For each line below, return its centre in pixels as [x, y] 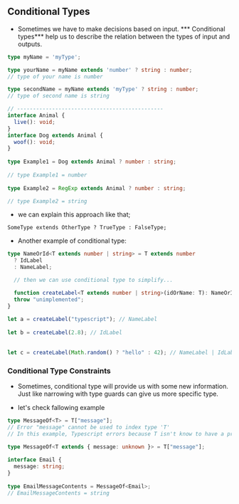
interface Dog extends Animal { [55, 135]
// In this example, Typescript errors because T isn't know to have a [116, 434]
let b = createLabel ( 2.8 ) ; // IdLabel [65, 333]
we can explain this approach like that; [74, 215]
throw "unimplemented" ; [49, 299]
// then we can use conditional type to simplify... [94, 280]
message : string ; [39, 467]
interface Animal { [36, 116]
